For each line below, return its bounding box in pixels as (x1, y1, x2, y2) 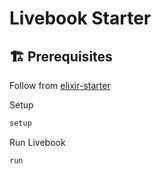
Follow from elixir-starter (9, 80, 111, 91)
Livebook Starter (9, 7, 152, 30)
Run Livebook (9, 136, 66, 148)
